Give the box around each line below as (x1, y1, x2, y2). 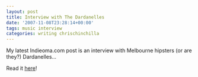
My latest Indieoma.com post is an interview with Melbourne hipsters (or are (6, 47, 192, 54)
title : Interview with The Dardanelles (6, 14, 105, 20)
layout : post (6, 8, 39, 15)
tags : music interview (6, 25, 62, 31)
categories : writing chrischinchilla (6, 31, 100, 37)
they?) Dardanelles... (6, 53, 57, 60)
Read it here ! (6, 65, 37, 72)
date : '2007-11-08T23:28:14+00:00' (6, 20, 94, 25)
